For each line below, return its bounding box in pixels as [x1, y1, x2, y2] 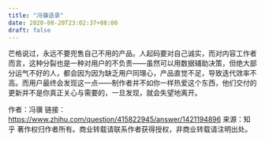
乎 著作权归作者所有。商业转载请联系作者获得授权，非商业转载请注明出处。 [8, 124, 252, 134]
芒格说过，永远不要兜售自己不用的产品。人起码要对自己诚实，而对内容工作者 [8, 49, 257, 58]
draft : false [8, 26, 51, 34]
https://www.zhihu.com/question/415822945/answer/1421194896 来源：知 [8, 115, 251, 124]
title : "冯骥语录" [8, 11, 65, 20]
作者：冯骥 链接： [8, 105, 65, 114]
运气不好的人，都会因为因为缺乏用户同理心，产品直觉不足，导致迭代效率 [14, 69, 250, 78]
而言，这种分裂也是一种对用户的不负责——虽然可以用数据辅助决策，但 [8, 58, 237, 68]
